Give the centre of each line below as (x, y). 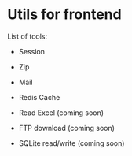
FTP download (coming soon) (67, 128)
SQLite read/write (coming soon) (71, 143)
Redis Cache (39, 97)
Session (31, 51)
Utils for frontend (65, 15)
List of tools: (27, 36)
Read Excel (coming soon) (61, 113)
